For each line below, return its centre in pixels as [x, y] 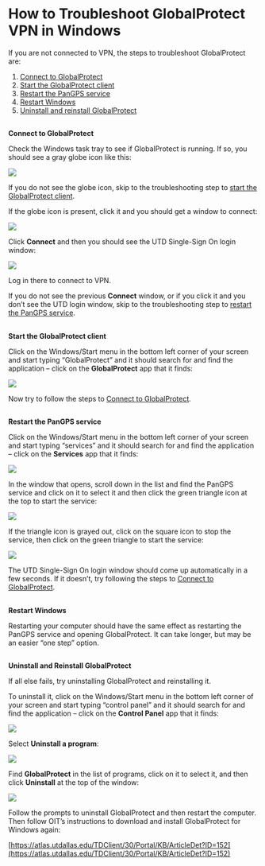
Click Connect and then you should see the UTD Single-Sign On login [122, 242]
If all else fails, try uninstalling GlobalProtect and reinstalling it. [110, 681]
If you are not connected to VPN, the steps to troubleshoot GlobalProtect [127, 52]
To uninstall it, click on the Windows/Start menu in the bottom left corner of [131, 696]
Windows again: [35, 829]
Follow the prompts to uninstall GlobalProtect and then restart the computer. [132, 813]
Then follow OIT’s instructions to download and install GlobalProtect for [125, 821]
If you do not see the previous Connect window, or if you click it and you [127, 296]
